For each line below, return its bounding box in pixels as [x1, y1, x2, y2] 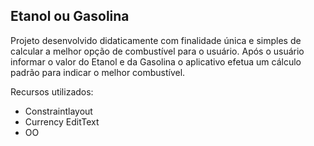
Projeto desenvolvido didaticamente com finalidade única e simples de [10, 34, 302, 46]
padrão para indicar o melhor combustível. [10, 66, 186, 78]
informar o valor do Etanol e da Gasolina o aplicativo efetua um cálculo [10, 55, 302, 68]
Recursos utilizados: [10, 85, 94, 98]
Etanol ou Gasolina [10, 8, 130, 25]
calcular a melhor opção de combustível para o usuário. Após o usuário [10, 45, 305, 57]
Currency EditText [24, 115, 100, 128]
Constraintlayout [24, 105, 93, 117]
